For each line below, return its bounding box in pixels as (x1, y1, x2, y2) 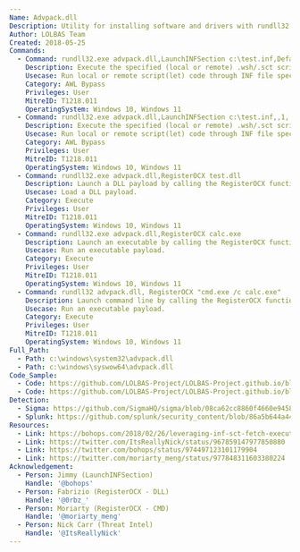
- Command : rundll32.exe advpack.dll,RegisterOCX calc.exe (17, 229, 242, 238)
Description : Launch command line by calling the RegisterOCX (25, 296, 262, 305)
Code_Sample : (9, 370, 58, 380)
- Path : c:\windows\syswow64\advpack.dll (17, 362, 174, 371)
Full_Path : (9, 345, 50, 354)
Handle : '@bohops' (25, 479, 94, 488)
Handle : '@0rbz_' (25, 496, 90, 505)
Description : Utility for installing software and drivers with (9, 21, 254, 30)
